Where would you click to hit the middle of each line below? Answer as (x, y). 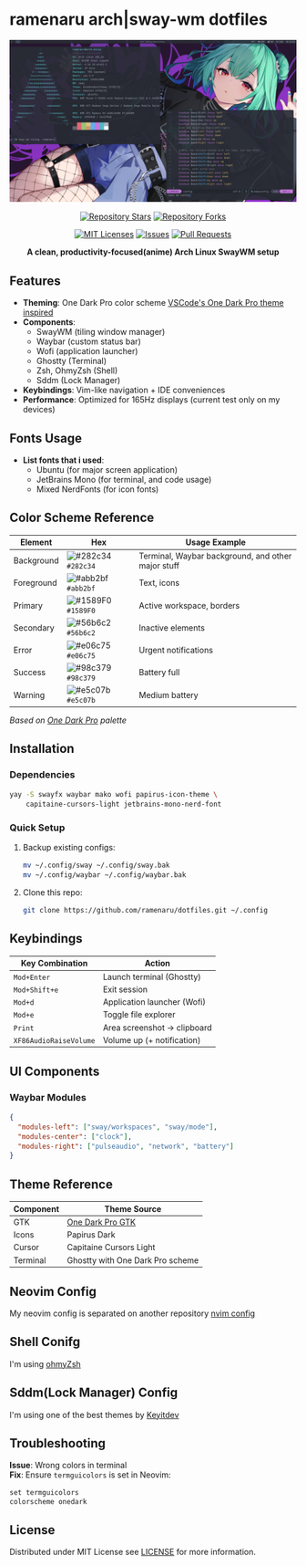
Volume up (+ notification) (152, 1039)
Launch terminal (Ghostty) (153, 976)
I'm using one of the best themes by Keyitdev (94, 1415)
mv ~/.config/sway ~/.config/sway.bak (96, 866)
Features (35, 281)
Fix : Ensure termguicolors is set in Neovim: (90, 1475)
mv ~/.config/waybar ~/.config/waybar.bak (104, 875)
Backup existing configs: (69, 848)
